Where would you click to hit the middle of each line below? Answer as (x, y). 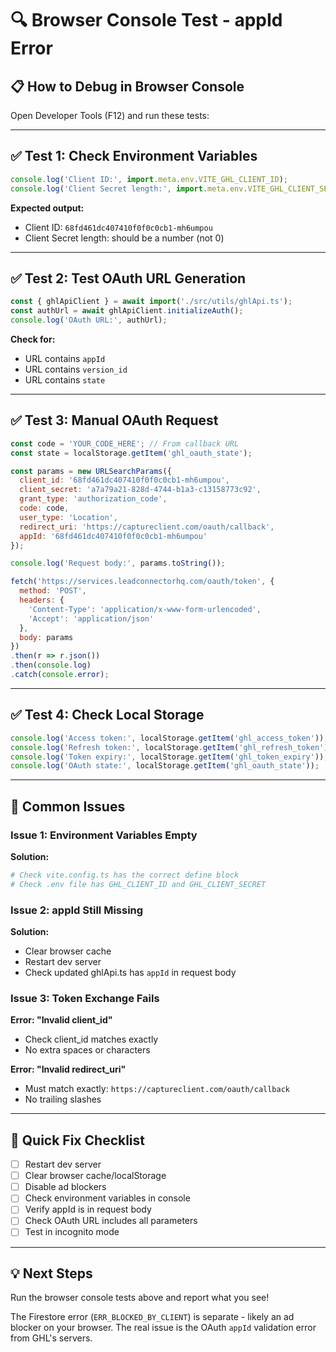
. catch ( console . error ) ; (60, 675)
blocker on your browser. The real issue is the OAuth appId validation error (163, 1328)
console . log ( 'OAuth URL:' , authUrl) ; (89, 320)
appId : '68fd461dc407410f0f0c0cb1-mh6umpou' (113, 536)
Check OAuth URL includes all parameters (111, 1221)
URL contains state (65, 380)
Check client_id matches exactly (91, 1039)
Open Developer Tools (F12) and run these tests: (110, 115)
